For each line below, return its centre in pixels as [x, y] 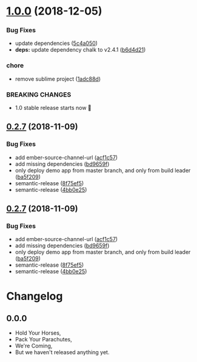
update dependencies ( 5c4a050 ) [56, 43]
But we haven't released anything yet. [62, 352]
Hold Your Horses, [38, 333]
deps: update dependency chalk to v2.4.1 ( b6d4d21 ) [80, 50]
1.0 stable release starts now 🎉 [53, 108]
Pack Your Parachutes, [44, 340]
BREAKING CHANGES [39, 94]
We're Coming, [34, 346]
